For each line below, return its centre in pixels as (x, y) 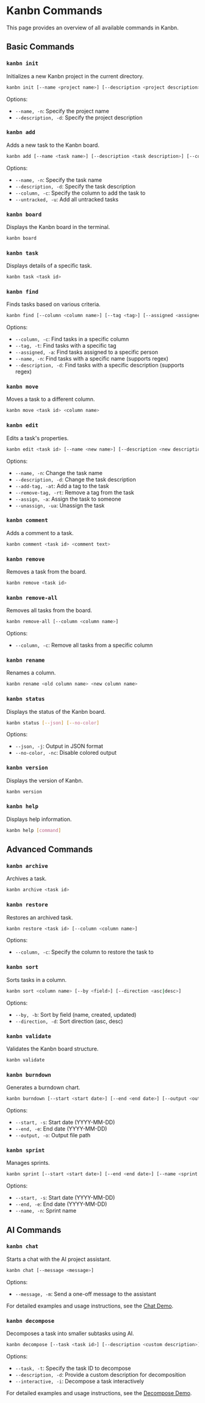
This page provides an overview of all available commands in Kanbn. (92, 28)
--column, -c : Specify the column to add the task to (80, 193)
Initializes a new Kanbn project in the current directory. (75, 76)
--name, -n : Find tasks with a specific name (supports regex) (92, 359)
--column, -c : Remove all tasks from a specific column (84, 645)
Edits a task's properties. (38, 438)
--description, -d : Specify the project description (79, 118)
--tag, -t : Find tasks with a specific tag (66, 346)
